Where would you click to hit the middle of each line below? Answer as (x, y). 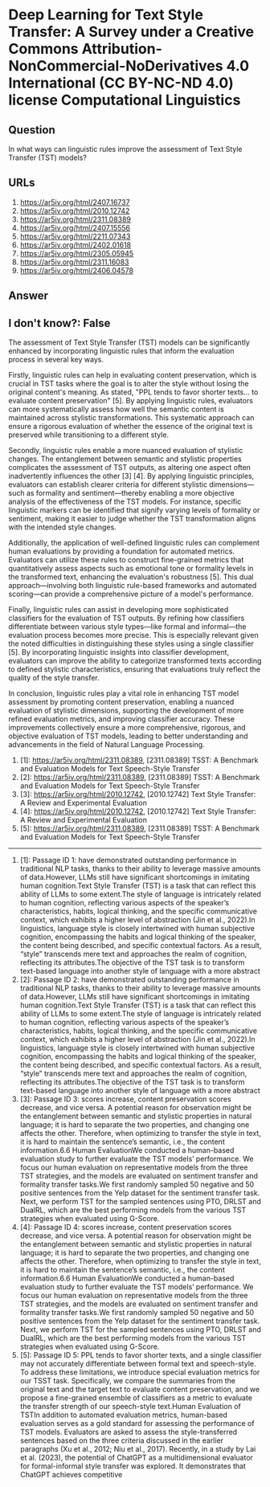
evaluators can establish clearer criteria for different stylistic (108, 484)
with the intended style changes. (62, 527)
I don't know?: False (59, 323)
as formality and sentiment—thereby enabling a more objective (130, 493)
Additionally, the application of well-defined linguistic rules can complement (134, 543)
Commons (43, 49)
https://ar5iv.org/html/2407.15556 (75, 227)
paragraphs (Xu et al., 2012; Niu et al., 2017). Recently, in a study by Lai (138, 1449)
